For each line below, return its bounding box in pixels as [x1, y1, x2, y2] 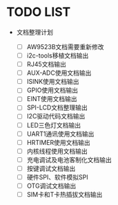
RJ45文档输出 [26, 60, 66, 69]
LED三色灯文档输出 [26, 121, 81, 129]
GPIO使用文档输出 [26, 86, 79, 94]
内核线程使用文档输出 [26, 147, 88, 155]
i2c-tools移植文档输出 [26, 51, 89, 60]
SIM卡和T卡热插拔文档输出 [26, 190, 103, 198]
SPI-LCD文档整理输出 [26, 103, 88, 112]
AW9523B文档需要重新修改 [26, 42, 104, 51]
